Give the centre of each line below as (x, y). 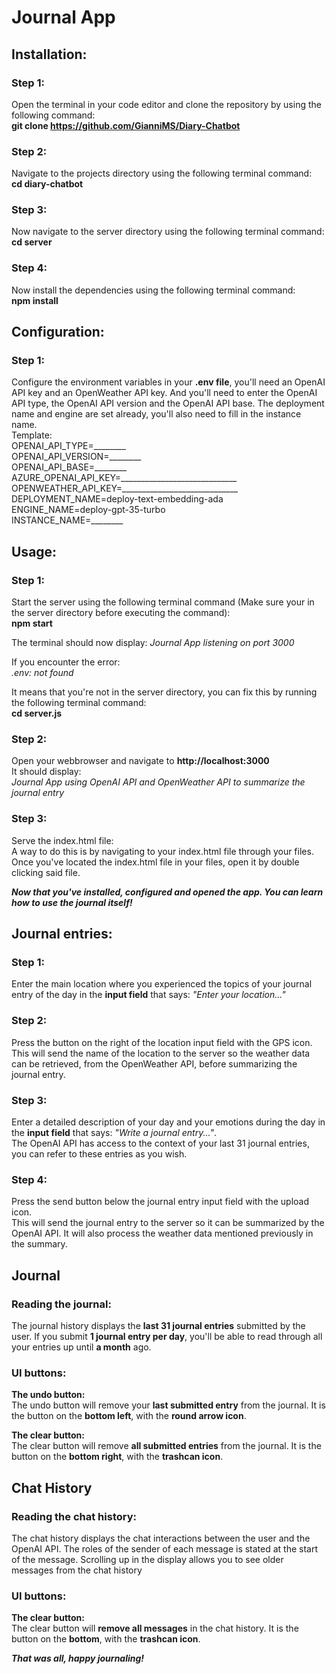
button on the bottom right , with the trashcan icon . (117, 1457)
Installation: (49, 54)
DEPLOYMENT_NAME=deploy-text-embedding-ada (117, 499)
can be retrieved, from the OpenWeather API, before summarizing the (154, 1063)
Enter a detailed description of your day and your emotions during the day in (168, 1122)
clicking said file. (46, 872)
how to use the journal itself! (72, 902)
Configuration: (58, 332)
